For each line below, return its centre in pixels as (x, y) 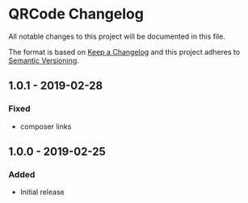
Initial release (42, 192)
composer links (46, 126)
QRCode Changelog (76, 14)
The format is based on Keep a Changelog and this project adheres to (124, 52)
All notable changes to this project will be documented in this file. (117, 36)
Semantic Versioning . (44, 60)
